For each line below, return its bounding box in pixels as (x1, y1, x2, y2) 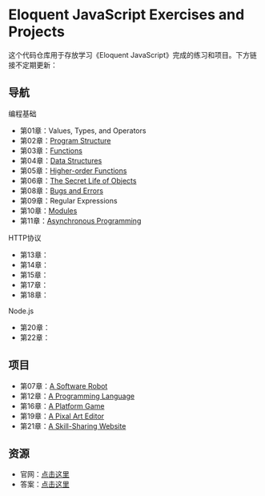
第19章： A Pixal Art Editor (19, 411, 105, 421)
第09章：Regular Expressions (19, 196, 118, 205)
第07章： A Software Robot (19, 381, 108, 390)
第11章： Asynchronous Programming (19, 216, 142, 225)
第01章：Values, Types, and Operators (19, 126, 147, 135)
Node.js (8, 306, 34, 316)
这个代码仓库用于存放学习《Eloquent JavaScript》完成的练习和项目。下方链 (8, 50, 258, 59)
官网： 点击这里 (19, 470, 70, 479)
